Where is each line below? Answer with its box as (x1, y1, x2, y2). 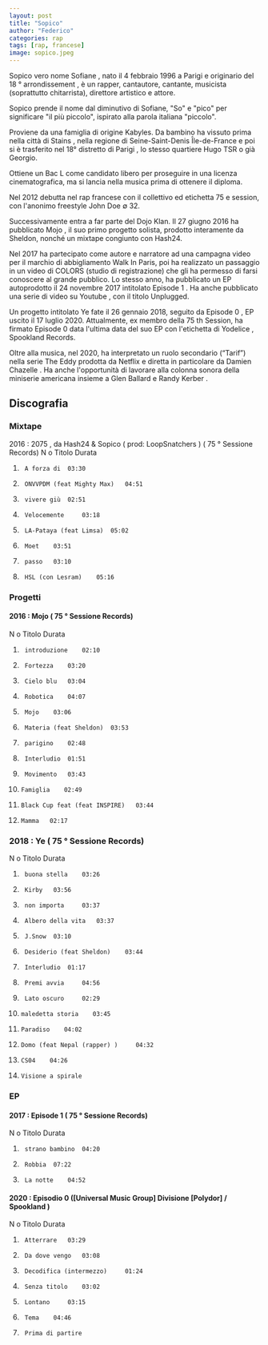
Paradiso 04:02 (20, 1026, 82, 1034)
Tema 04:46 (24, 1314, 72, 1322)
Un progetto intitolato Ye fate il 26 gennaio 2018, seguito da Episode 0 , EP (9, 307, 254, 316)
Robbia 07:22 (24, 1161, 72, 1169)
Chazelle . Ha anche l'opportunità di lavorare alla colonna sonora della (9, 365, 240, 375)
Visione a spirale (20, 1072, 82, 1081)
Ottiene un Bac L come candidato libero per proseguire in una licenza (9, 169, 238, 178)
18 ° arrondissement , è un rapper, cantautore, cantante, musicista (9, 79, 227, 89)
